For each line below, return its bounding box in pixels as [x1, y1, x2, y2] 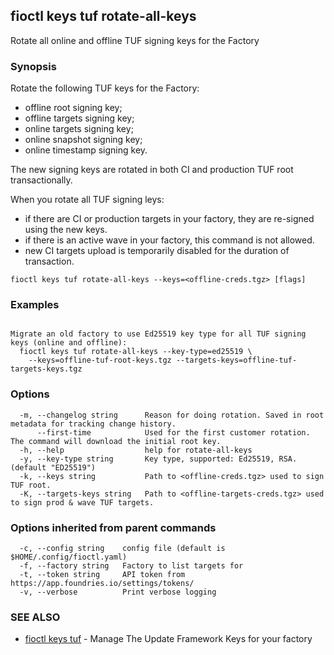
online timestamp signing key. [24, 144, 148, 156]
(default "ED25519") [10, 462, 97, 473]
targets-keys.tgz [10, 364, 83, 374]
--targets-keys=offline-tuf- [175, 355, 298, 366]
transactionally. [10, 174, 73, 186]
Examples [10, 298, 60, 312]
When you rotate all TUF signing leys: [10, 194, 165, 206]
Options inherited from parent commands [10, 520, 217, 534]
